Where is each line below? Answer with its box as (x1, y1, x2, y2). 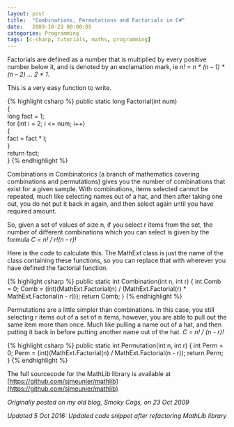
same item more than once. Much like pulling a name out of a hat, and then (7, 320, 221, 329)
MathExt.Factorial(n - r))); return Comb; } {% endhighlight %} (7, 292, 182, 301)
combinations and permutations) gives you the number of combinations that (7, 177, 226, 186)
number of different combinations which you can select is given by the (7, 228, 210, 237)
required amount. (7, 207, 57, 216)
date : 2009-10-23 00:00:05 (7, 23, 92, 30)
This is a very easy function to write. (7, 84, 111, 92)
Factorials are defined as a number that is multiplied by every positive (7, 55, 207, 63)
